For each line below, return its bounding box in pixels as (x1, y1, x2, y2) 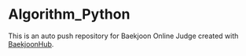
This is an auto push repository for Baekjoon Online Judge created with (8, 31, 239, 40)
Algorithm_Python (8, 5, 130, 23)
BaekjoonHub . (8, 39, 54, 48)
